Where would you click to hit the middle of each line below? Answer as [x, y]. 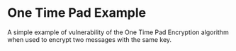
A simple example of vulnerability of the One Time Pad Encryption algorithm [118, 32]
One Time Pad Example [77, 13]
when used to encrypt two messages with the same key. [90, 39]
